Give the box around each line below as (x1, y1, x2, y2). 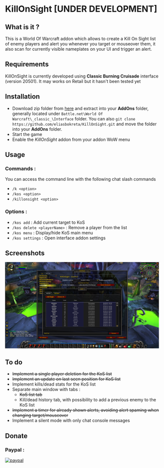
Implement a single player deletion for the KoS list (12, 371, 112, 377)
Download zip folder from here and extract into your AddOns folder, (12, 105, 149, 111)
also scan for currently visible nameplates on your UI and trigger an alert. (5, 46, 152, 52)
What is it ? (5, 23, 40, 31)
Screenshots (5, 249, 45, 257)
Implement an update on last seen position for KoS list (12, 376, 121, 382)
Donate (5, 431, 28, 440)
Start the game (12, 131, 42, 137)
